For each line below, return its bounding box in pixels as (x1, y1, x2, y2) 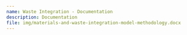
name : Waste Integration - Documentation (6, 8, 113, 15)
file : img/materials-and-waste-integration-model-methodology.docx (6, 20, 182, 26)
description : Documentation (6, 14, 78, 20)
